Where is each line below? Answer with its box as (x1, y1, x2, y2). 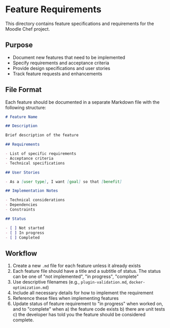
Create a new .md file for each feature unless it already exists (12, 263, 141, 269)
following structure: (5, 104, 46, 110)
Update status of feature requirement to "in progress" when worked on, (12, 300, 163, 307)
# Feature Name (5, 114, 38, 120)
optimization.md (12, 285, 47, 291)
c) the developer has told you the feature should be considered (12, 312, 145, 318)
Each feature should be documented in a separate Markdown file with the (5, 99, 160, 105)
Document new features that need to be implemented (12, 54, 126, 60)
